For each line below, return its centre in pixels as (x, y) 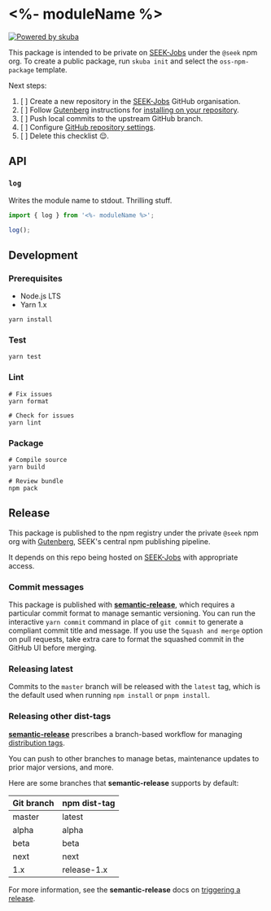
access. (22, 565)
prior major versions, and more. (61, 767)
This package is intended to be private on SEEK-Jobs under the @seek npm (133, 52)
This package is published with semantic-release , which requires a (122, 605)
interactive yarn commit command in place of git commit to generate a (126, 622)
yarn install (31, 320)
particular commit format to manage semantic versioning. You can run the (132, 613)
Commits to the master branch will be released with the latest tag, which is (134, 687)
